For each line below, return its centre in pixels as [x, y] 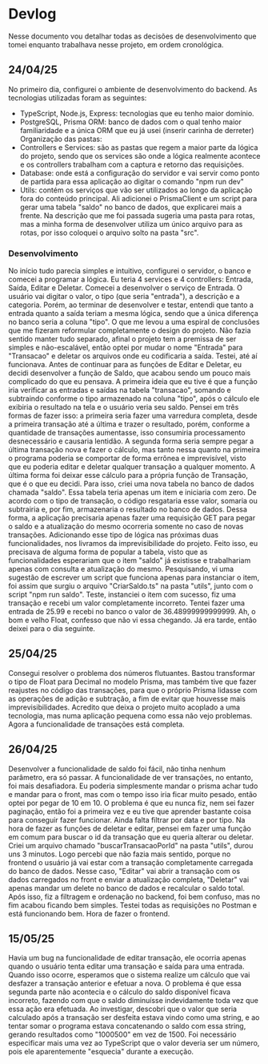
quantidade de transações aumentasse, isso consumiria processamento [127, 433]
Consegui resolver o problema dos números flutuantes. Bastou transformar [132, 673]
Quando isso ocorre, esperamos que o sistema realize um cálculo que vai [129, 975]
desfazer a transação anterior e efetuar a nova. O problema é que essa [125, 984]
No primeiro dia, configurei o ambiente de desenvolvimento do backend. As [133, 89]
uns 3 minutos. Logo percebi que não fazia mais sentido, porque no [120, 854]
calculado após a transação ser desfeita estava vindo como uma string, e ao [134, 1017]
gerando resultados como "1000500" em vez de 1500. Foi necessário [122, 1034]
